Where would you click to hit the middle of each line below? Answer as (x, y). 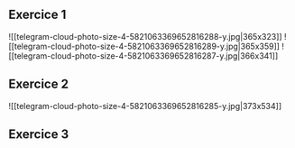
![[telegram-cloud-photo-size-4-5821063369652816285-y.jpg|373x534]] (145, 106)
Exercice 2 (39, 84)
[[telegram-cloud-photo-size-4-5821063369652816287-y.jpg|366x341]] (143, 55)
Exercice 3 (39, 134)
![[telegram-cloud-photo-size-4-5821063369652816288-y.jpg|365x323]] (145, 36)
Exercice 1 (37, 15)
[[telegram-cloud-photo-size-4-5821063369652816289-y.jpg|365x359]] (144, 46)
